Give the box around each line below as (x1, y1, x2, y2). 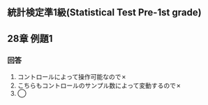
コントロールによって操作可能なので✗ (17, 73, 127, 81)
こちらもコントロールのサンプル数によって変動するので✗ (17, 81, 181, 90)
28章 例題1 (7, 32, 53, 44)
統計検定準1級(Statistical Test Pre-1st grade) (7, 6, 202, 19)
